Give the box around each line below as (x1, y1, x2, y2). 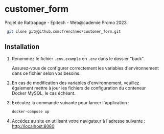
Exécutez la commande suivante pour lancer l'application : (11, 99, 130, 106)
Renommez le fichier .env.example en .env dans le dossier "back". (11, 55, 145, 62)
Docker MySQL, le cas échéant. (11, 90, 76, 96)
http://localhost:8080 (11, 123, 55, 129)
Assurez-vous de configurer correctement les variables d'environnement (11, 65, 159, 71)
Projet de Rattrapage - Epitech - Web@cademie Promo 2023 (4, 20, 127, 25)
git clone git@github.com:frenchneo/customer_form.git (6, 29, 121, 34)
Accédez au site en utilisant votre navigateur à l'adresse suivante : (11, 118, 145, 124)
